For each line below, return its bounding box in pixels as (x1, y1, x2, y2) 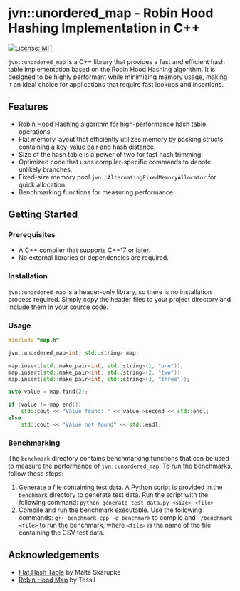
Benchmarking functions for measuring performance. (18, 187, 175, 197)
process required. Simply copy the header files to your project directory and (8, 295, 231, 303)
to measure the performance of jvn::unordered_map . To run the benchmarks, (8, 461, 233, 471)
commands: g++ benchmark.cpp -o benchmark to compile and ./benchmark (18, 513, 233, 522)
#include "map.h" (8, 337, 60, 344)
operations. (18, 127, 53, 136)
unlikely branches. (18, 165, 73, 174)
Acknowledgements (8, 549, 100, 561)
